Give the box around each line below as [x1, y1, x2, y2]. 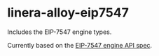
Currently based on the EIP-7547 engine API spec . [7, 41, 153, 49]
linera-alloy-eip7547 [7, 5, 130, 21]
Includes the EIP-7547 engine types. [7, 28, 112, 36]
